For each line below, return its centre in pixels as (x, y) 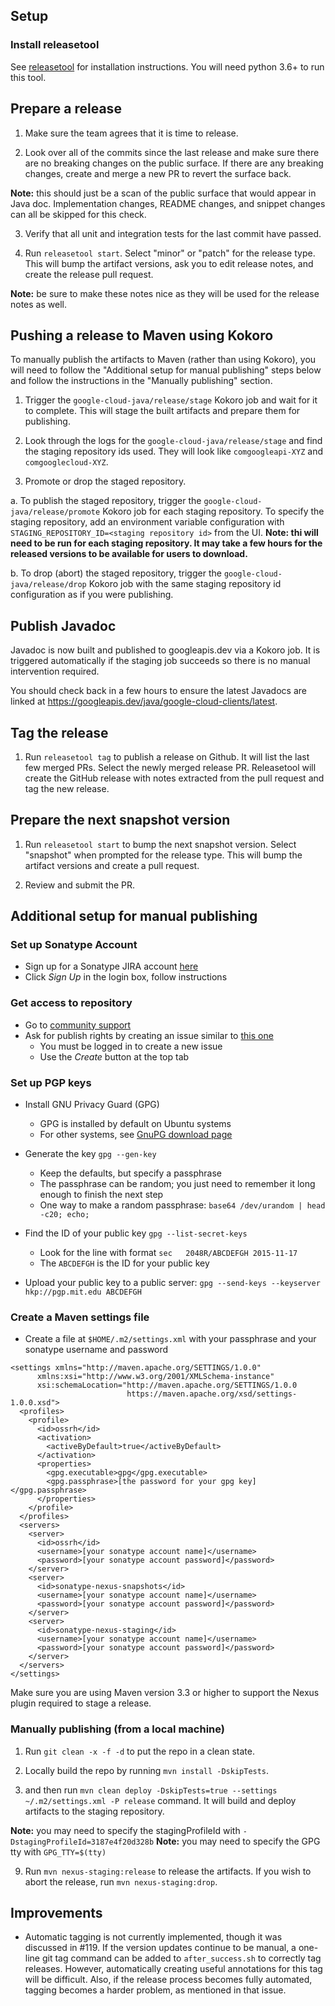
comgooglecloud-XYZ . (66, 462)
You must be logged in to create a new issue (131, 1046)
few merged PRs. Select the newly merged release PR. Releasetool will (170, 767)
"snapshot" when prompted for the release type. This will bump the (163, 855)
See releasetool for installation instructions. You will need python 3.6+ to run (167, 66)
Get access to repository (71, 1003)
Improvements (56, 1913)
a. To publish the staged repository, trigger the (106, 501)
